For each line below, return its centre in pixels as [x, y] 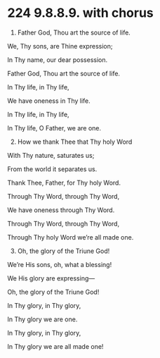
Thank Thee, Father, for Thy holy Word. [64, 183]
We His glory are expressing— [51, 278]
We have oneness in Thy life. [49, 101]
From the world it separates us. [52, 169]
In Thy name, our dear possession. [58, 60]
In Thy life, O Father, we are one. [54, 128]
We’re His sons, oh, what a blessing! [60, 264]
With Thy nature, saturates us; [51, 155]
